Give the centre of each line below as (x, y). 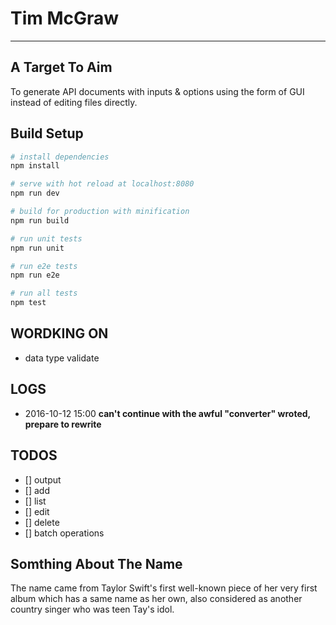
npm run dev (35, 193)
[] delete (42, 522)
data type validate (62, 358)
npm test (28, 303)
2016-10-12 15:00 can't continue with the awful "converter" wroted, (167, 413)
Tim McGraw (65, 18)
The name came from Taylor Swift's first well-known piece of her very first (164, 588)
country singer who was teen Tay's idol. (92, 609)
